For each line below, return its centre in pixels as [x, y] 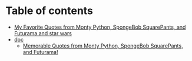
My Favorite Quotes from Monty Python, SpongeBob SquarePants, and [100, 27]
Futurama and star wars [43, 33]
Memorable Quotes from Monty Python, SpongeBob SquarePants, [103, 46]
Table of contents [49, 11]
